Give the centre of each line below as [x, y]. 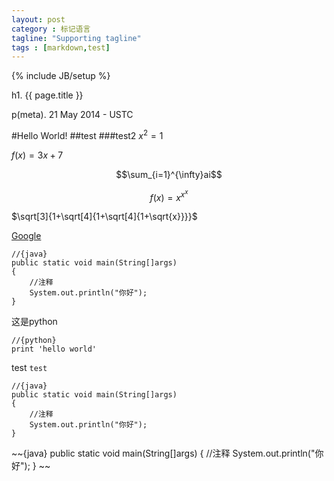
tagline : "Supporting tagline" [76, 38]
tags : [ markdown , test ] [61, 47]
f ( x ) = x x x [169, 195]
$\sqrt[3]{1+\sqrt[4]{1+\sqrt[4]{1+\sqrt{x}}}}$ [104, 217]
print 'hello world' [54, 349]
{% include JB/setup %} [61, 76]
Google [26, 236]
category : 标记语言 [51, 29]
